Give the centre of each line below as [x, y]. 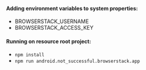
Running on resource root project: [49, 41]
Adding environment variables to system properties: [72, 8]
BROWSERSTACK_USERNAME [52, 21]
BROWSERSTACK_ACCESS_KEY [54, 28]
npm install [29, 55]
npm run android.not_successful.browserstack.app [77, 61]
